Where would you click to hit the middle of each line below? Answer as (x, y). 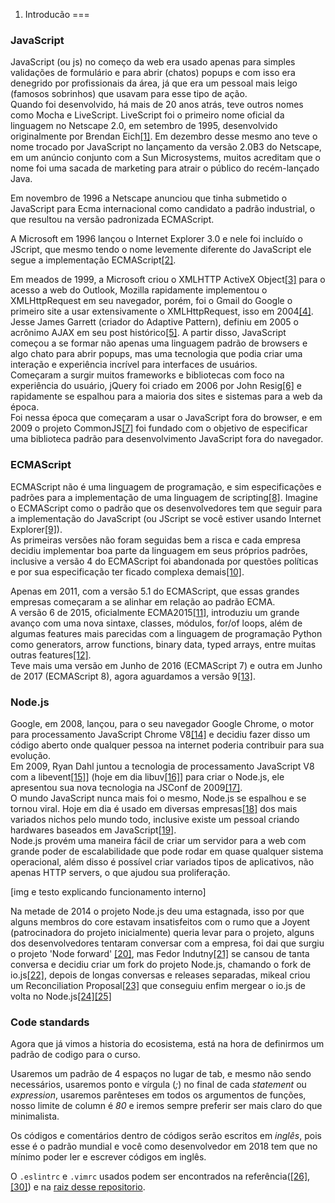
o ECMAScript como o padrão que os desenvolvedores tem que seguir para (166, 508)
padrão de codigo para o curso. (75, 1055)
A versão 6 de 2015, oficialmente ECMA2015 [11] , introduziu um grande (155, 612)
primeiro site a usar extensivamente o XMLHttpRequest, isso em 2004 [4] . (162, 311)
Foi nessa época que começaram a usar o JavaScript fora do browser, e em (166, 418)
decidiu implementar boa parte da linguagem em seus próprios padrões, (159, 550)
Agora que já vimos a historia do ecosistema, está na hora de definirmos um (167, 1044)
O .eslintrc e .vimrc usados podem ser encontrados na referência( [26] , (160, 1176)
